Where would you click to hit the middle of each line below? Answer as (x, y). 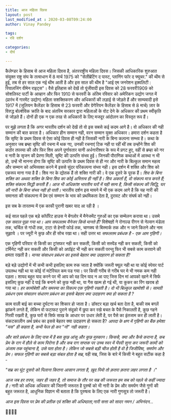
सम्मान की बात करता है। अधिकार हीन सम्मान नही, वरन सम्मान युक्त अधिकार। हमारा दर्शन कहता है (84, 132)
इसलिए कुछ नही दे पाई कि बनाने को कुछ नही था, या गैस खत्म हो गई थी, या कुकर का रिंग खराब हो (82, 282)
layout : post (19, 15)
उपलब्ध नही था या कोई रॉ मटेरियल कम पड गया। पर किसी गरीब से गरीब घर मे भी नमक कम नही (81, 271)
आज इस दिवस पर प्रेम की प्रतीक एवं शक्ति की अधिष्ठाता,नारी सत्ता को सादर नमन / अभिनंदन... (79, 401)
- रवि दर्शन (14, 38)
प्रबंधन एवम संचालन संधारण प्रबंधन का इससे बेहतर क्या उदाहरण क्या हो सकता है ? (70, 294)
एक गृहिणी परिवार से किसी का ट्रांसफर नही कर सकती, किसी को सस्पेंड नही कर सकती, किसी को (82, 243)
